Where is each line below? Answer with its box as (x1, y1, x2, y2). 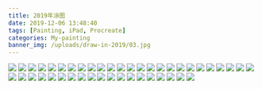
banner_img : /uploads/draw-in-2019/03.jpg (8, 41, 151, 49)
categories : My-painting (8, 33, 91, 42)
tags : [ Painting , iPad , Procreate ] (8, 26, 126, 34)
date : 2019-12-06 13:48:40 (8, 19, 98, 27)
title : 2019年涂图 (8, 11, 66, 20)
